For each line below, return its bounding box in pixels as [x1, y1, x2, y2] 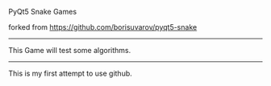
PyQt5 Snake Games [8, 7, 77, 16]
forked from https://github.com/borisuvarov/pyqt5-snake [8, 23, 198, 31]
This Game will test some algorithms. [8, 46, 131, 55]
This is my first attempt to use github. [8, 68, 133, 78]
